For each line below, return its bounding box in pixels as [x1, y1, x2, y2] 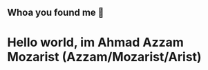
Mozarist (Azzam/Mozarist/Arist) [7, 49, 202, 65]
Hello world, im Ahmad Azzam [7, 34, 185, 50]
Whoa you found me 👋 [7, 7, 104, 19]
